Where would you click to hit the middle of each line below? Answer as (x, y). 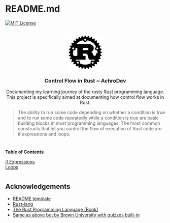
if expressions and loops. (44, 134)
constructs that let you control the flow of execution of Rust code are (90, 129)
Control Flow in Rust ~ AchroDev (85, 80)
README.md (33, 9)
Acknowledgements (38, 186)
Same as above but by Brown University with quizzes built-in (76, 215)
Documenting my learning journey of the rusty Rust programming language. (85, 92)
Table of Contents (25, 152)
